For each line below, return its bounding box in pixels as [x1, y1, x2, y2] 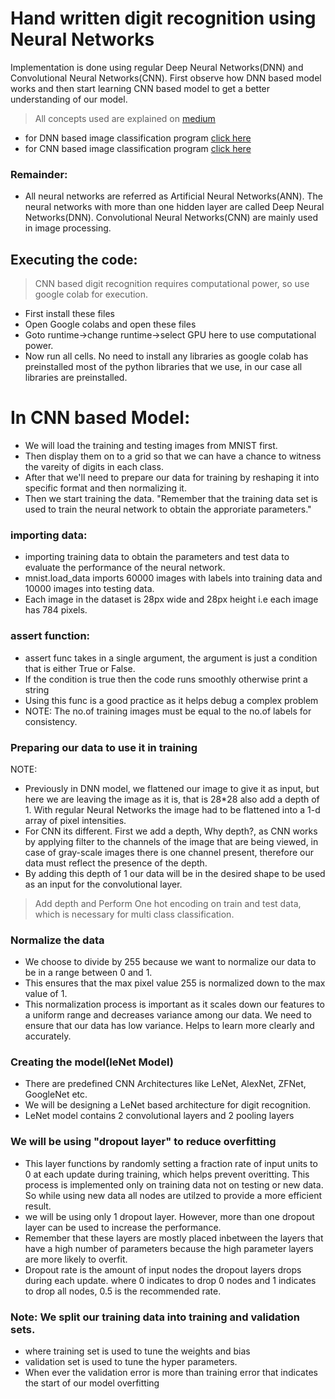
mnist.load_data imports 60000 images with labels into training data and [24, 572, 323, 584]
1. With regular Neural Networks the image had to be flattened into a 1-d [24, 803, 321, 816]
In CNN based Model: [10, 407, 191, 429]
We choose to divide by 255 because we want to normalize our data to [24, 956, 317, 968]
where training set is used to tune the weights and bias [24, 1345, 251, 1357]
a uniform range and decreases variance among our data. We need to [24, 1009, 312, 1021]
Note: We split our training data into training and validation [10, 1310, 300, 1324]
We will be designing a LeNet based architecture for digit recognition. [24, 1099, 312, 1111]
